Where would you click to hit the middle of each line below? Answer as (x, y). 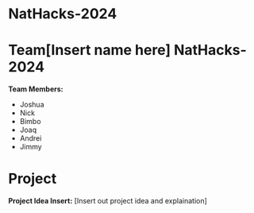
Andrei (31, 138)
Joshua (32, 105)
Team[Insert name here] (90, 50)
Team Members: (36, 89)
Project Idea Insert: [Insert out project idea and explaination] (108, 201)
